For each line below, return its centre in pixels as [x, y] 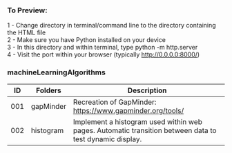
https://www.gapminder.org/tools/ [128, 110]
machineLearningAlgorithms [56, 72]
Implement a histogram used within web [137, 121]
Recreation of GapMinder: [115, 102]
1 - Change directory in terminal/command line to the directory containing [112, 25]
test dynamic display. [107, 139]
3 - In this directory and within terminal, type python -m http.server [103, 48]
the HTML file [27, 32]
